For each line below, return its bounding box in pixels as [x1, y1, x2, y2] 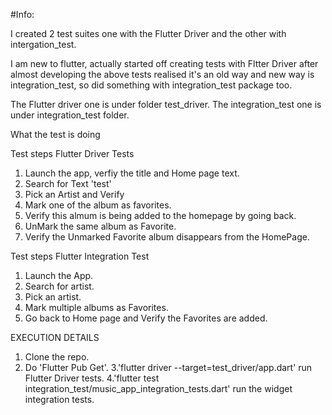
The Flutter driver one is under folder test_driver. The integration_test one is [10, 99, 322, 110]
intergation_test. [10, 39, 77, 50]
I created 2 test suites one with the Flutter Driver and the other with [10, 28, 287, 39]
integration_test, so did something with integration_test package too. [10, 79, 293, 91]
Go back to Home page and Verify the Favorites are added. [24, 312, 268, 324]
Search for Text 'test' [24, 178, 112, 189]
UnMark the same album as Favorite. [24, 220, 177, 232]
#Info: [10, 9, 35, 20]
